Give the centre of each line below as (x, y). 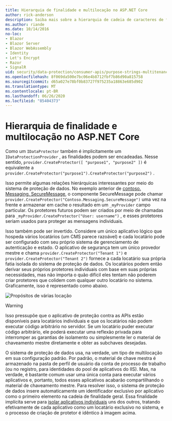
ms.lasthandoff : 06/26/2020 (35, 96)
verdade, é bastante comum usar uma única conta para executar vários (81, 375)
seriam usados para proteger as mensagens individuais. (64, 221)
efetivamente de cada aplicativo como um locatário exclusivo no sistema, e (84, 407)
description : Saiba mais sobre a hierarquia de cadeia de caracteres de (84, 20)
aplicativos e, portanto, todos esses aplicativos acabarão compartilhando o (84, 380)
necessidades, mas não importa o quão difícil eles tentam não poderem (81, 275)
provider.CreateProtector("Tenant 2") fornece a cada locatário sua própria (86, 259)
